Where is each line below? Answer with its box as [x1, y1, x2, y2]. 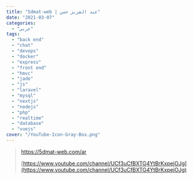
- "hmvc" [11, 70, 34, 76]
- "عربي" [11, 25, 34, 32]
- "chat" [11, 43, 34, 49]
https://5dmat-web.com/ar [20, 148, 87, 155]
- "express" [11, 59, 42, 65]
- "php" [11, 109, 31, 115]
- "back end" [11, 37, 44, 43]
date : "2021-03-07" [6, 14, 55, 20]
